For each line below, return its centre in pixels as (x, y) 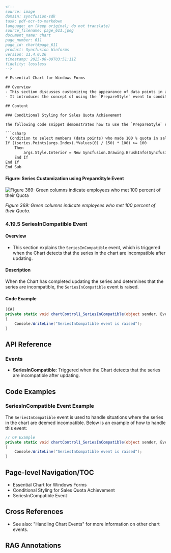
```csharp (16, 134)
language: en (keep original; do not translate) (58, 26)
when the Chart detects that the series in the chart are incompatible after (89, 253)
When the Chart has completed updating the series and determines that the (84, 281)
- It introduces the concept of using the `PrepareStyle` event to (78, 97)
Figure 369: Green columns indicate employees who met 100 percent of (80, 205)
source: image (20, 12)
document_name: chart (28, 35)
